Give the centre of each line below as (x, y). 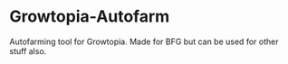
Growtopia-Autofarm (90, 17)
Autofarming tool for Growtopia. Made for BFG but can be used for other (144, 41)
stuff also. (28, 50)
